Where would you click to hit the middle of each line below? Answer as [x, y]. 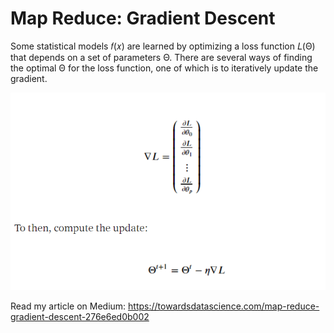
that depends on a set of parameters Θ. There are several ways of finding [161, 57]
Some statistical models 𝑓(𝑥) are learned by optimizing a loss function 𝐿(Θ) [163, 46]
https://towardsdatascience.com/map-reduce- [224, 306]
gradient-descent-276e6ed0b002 [80, 317]
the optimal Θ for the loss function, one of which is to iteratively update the [164, 68]
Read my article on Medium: [68, 306]
